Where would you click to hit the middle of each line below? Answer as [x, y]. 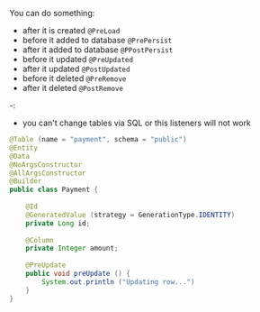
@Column [40, 240]
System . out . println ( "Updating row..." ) [118, 282]
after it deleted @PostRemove [73, 88]
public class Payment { [54, 190]
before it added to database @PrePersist [97, 40]
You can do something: [52, 13]
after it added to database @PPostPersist [98, 50]
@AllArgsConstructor [48, 173]
